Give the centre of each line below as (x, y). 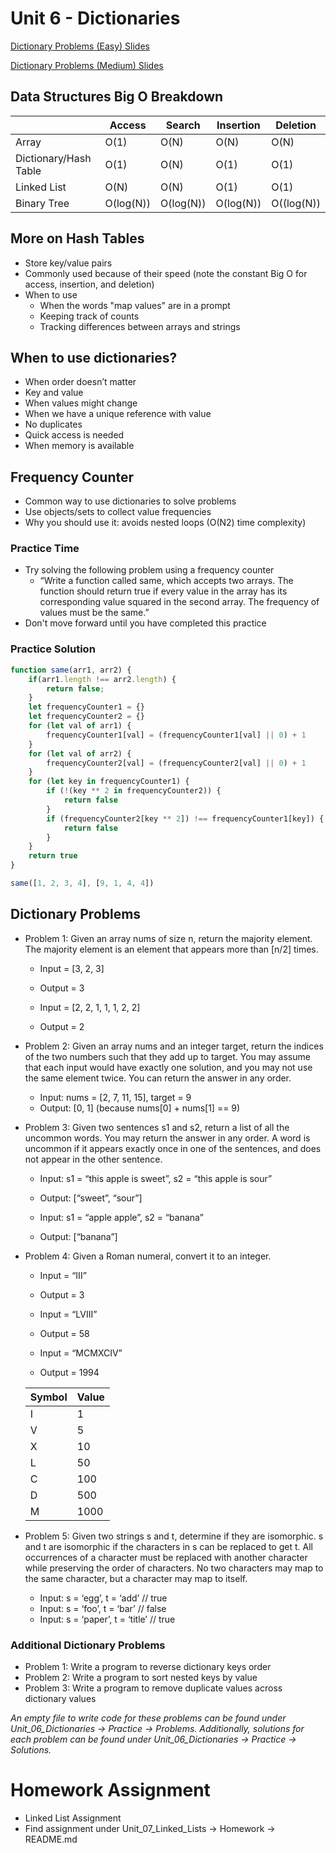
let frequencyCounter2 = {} (86, 717)
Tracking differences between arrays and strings (140, 326)
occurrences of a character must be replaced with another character (166, 1557)
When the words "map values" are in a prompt (135, 305)
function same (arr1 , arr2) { (71, 670)
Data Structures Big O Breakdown (117, 97)
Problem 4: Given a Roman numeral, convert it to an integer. (148, 1256)
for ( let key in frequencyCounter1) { (109, 782)
